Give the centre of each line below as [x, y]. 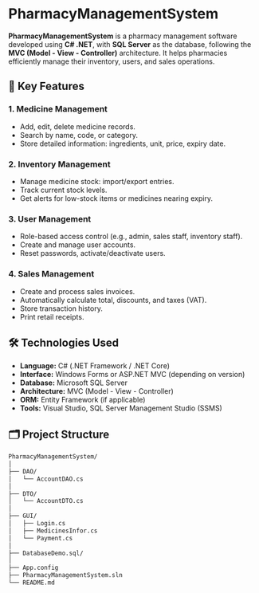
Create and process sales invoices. [77, 291]
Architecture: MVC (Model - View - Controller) [96, 391]
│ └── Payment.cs [41, 538]
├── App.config [33, 568]
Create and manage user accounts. [78, 245]
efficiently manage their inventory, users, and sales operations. [112, 61]
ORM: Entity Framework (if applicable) [82, 400]
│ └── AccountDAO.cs [46, 479]
